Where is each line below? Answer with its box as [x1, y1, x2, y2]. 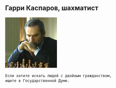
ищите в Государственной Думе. [5, 78, 70, 83]
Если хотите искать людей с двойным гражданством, [5, 73, 112, 78]
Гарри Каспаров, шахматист [5, 4, 99, 12]
